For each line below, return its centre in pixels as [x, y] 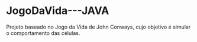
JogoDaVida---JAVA [58, 11]
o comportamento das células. [43, 33]
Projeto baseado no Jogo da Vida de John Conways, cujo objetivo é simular [98, 27]
